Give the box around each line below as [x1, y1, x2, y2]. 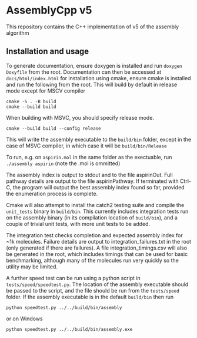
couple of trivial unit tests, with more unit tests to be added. [6, 220, 151, 227]
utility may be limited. [6, 263, 58, 270]
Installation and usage [6, 47, 89, 57]
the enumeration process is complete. [6, 190, 98, 197]
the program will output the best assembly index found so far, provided [12, 183, 185, 191]
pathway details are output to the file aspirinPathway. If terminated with [6, 178, 179, 185]
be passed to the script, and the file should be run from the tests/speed [6, 287, 179, 294]
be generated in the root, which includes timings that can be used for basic [6, 250, 188, 257]
